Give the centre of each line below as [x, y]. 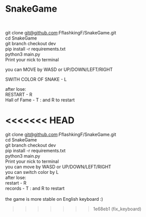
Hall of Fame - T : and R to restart [40, 100]
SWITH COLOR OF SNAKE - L [36, 79]
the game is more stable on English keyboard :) [54, 199]
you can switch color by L [32, 172]
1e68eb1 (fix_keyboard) [117, 209]
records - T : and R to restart [35, 188]
